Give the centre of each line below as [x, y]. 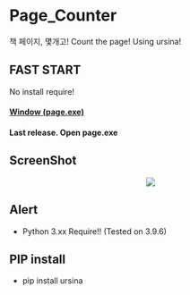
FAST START [45, 70]
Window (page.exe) [47, 112]
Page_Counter [63, 16]
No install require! [42, 91]
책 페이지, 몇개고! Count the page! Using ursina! [95, 41]
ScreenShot [43, 160]
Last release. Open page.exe [64, 132]
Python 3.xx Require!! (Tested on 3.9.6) [95, 231]
